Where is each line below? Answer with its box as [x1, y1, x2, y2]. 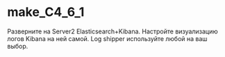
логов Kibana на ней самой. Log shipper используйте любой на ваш [7, 34, 208, 42]
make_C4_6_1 [7, 4, 85, 20]
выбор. [7, 42, 28, 50]
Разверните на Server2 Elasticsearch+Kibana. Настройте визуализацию [7, 27, 219, 35]
